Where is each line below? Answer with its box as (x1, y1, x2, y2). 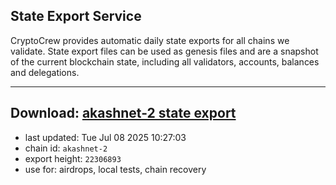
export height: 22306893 (24, 152, 122, 164)
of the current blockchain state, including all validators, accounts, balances (10, 55, 320, 68)
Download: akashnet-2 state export (10, 105, 237, 122)
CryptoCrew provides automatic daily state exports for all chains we (10, 34, 290, 46)
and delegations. (10, 66, 80, 78)
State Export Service (10, 8, 142, 25)
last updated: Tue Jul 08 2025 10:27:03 (24, 131, 187, 143)
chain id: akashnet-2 (24, 142, 108, 154)
